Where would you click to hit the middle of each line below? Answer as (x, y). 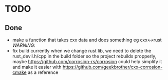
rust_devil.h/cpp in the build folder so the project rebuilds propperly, (84, 56)
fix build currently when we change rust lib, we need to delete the (82, 51)
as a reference (43, 72)
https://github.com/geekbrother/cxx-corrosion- (113, 67)
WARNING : (24, 45)
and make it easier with (37, 67)
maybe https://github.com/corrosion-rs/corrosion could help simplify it (87, 61)
